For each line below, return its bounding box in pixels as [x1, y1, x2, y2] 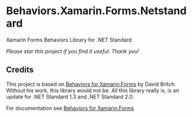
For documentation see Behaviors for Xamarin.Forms [6, 105, 134, 112]
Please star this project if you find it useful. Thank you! [6, 47, 140, 54]
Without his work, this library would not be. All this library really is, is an [6, 87, 180, 94]
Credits [6, 65, 34, 75]
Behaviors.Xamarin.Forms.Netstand [6, 4, 187, 18]
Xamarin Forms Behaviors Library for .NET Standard [6, 36, 132, 43]
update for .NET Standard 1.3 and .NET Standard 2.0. [6, 93, 134, 100]
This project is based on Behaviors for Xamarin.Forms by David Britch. [6, 80, 177, 87]
